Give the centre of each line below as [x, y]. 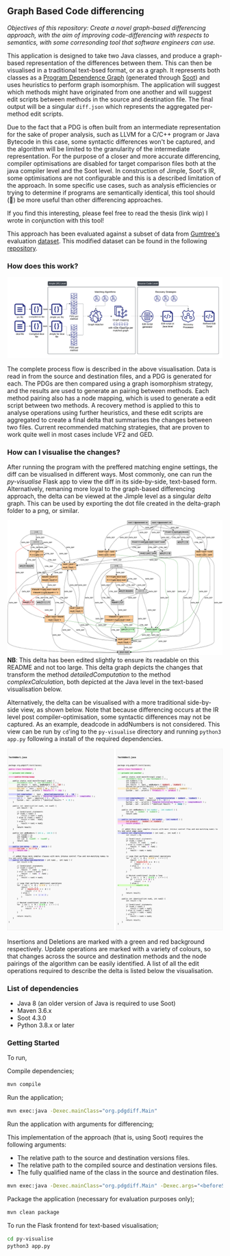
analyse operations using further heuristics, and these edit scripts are [105, 412]
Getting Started [33, 1042]
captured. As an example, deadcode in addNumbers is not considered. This [114, 724]
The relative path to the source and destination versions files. [103, 1157]
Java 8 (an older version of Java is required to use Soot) [96, 1003]
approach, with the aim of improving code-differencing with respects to [108, 35]
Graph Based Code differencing [76, 11]
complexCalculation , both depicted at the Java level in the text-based [105, 681]
